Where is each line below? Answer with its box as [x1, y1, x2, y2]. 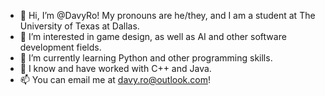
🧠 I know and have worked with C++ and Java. [19, 63, 212, 74]
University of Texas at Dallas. [19, 20, 140, 32]
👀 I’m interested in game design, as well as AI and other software [19, 31, 287, 42]
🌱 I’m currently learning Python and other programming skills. [19, 52, 273, 64]
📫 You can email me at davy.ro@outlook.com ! [19, 74, 211, 85]
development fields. [19, 41, 102, 53]
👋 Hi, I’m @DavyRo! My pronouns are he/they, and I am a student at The [19, 10, 316, 21]
